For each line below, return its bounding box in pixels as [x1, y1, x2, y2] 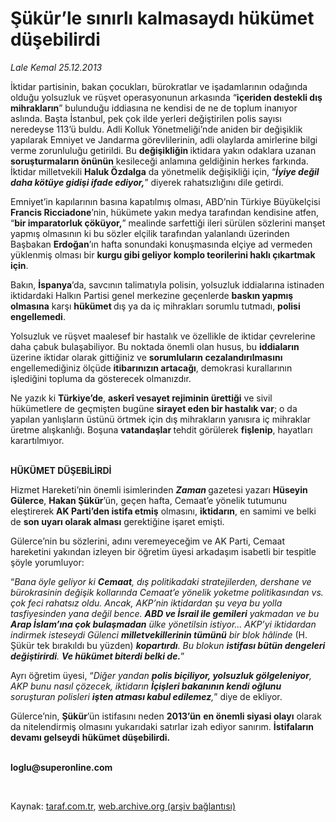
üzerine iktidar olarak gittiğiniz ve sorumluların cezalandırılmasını [10, 351, 283, 363]
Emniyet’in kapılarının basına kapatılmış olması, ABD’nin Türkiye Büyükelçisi [10, 195, 321, 207]
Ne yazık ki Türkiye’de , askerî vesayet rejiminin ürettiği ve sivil [10, 392, 273, 404]
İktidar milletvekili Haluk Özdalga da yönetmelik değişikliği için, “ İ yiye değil [10, 165, 320, 177]
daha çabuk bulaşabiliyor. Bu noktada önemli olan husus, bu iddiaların [10, 340, 300, 352]
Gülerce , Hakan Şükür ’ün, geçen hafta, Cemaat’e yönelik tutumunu [10, 494, 288, 506]
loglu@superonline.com [10, 761, 113, 773]
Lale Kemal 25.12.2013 [10, 61, 103, 73]
